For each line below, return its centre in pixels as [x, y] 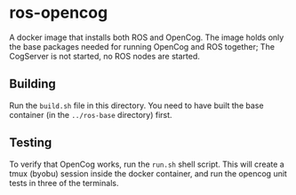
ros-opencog [59, 13]
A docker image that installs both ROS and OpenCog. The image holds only [147, 37]
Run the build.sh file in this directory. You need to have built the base [136, 105]
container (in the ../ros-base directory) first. [91, 114]
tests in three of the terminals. [64, 183]
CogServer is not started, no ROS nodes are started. [104, 56]
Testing [31, 143]
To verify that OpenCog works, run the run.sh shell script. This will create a [147, 164]
